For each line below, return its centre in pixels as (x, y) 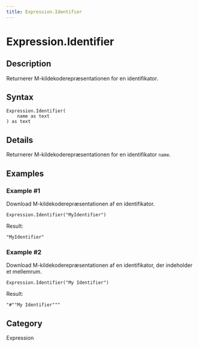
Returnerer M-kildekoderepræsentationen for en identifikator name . (89, 155)
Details (20, 140)
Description (29, 64)
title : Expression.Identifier (44, 12)
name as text (33, 116)
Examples (25, 173)
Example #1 (23, 190)
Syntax (20, 97)
